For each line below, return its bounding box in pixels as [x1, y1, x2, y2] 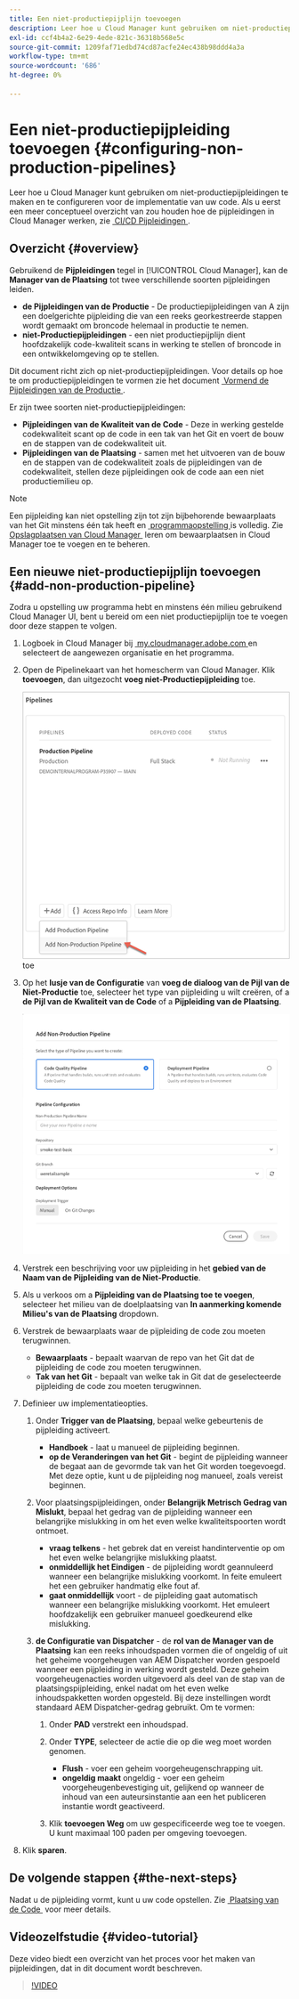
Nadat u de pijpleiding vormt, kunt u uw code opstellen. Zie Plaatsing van [9, 1894, 279, 1905]
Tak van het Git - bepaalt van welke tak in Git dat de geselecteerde [35, 1371, 282, 1382]
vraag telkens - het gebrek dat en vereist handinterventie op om [48, 1543, 285, 1554]
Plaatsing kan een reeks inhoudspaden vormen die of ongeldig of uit [35, 1646, 288, 1656]
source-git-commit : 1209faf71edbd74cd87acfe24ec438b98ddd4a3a [9, 43, 245, 52]
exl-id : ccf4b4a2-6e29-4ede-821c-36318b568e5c [9, 33, 185, 42]
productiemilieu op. [21, 475, 93, 486]
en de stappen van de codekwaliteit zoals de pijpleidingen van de [21, 457, 263, 467]
